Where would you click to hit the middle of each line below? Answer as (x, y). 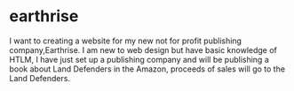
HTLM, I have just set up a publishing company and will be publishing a (139, 59)
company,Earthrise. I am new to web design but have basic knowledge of (143, 49)
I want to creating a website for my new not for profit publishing (126, 41)
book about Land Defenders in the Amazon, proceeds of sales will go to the (147, 69)
